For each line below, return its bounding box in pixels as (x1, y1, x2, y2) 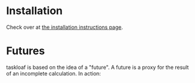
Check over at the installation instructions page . (6, 24, 124, 31)
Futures (6, 44, 45, 58)
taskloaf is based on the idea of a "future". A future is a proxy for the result (6, 64, 189, 71)
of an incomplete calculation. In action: (6, 69, 101, 77)
